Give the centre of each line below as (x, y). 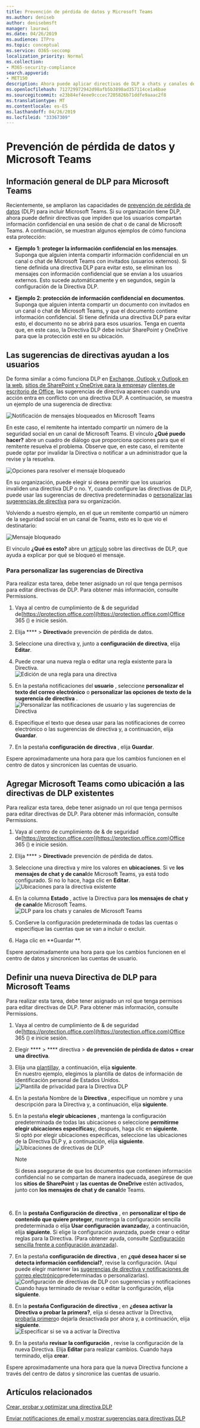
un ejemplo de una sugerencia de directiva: (59, 405)
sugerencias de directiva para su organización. (64, 501)
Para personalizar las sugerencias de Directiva (75, 570)
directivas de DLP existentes (60, 793)
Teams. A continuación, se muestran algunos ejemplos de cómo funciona (96, 231)
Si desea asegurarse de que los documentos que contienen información (103, 1170)
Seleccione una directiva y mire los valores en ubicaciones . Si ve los (99, 868)
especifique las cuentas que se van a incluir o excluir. (80, 929)
